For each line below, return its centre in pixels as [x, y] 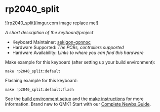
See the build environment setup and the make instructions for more [75, 99]
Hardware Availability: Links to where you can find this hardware [78, 53]
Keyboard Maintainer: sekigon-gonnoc [51, 42]
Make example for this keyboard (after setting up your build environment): [80, 62]
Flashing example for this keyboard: [41, 80]
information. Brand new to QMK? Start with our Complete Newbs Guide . [78, 104]
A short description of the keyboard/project [49, 32]
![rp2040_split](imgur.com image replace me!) [52, 23]
